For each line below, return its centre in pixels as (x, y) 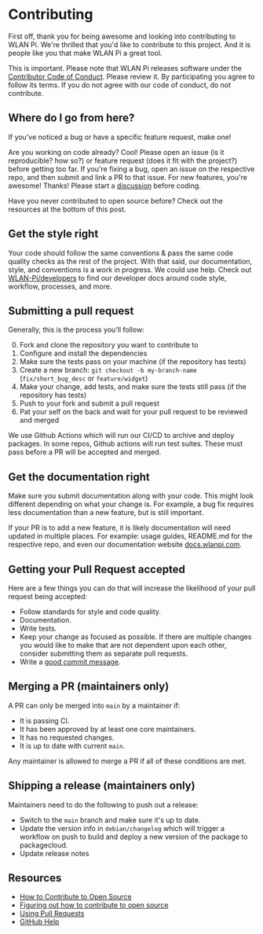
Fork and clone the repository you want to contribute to (109, 345)
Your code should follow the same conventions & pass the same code (121, 252)
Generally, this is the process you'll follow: (77, 330)
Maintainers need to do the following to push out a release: (103, 804)
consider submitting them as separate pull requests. (104, 653)
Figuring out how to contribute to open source (94, 905)
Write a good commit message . (70, 662)
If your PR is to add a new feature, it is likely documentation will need (119, 528)
